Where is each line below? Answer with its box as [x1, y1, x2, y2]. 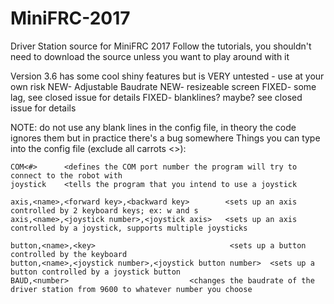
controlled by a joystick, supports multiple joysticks [10, 223, 248, 233]
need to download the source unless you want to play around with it [10, 50, 290, 62]
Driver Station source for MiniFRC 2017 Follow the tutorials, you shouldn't [10, 40, 312, 52]
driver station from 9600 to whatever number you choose [10, 284, 253, 294]
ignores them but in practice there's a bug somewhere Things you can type [10, 132, 321, 144]
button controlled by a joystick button [10, 267, 182, 277]
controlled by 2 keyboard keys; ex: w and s [10, 205, 199, 216]
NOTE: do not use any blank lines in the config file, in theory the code [10, 121, 297, 133]
